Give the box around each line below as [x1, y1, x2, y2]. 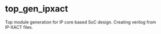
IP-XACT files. [5, 24, 33, 30]
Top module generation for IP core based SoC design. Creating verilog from [5, 19, 156, 25]
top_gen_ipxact [5, 3, 68, 14]
